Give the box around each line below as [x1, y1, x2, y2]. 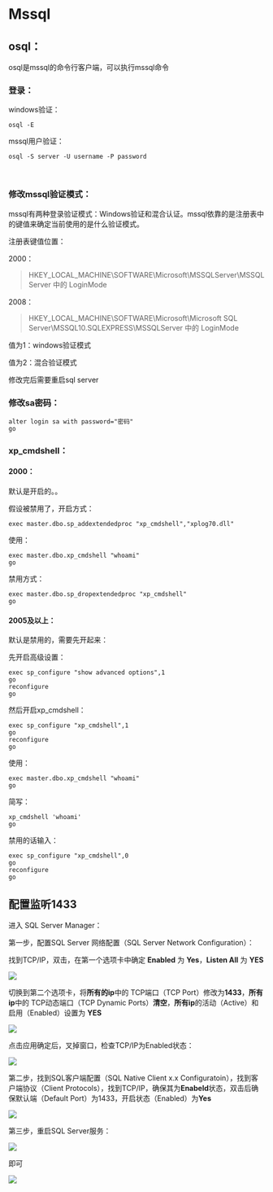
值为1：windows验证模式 [8, 340, 92, 350]
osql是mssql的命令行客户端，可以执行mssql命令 [8, 63, 169, 72]
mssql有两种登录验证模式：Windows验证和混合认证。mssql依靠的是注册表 [8, 208, 258, 218]
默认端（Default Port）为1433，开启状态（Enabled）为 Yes [15, 1093, 211, 1103]
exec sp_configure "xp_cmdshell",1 [8, 721, 129, 730]
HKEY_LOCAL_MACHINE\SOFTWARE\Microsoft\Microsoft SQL [28, 313, 238, 322]
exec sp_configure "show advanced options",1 [8, 668, 165, 677]
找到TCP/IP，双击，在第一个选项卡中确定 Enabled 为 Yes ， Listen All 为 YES [8, 955, 264, 965]
